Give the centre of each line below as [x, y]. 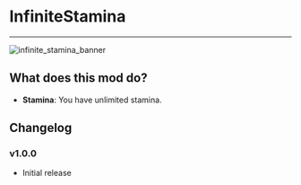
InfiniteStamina [68, 17]
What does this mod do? [78, 78]
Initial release [47, 173]
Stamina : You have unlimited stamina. [92, 100]
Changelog [41, 128]
